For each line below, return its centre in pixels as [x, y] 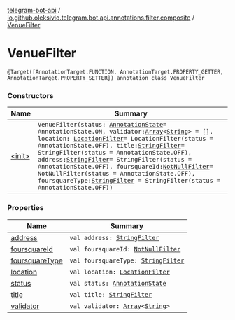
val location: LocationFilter [120, 272]
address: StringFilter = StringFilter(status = [115, 160]
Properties [26, 208]
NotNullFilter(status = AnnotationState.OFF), [116, 174]
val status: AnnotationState [118, 283]
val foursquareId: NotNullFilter [125, 249]
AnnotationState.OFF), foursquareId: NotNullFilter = [125, 167]
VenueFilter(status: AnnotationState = [102, 125]
